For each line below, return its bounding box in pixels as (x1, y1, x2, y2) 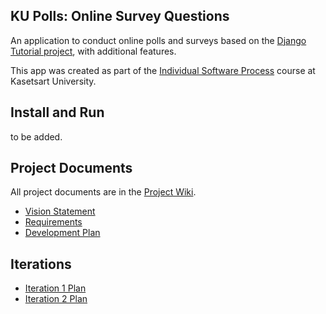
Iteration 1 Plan (24, 282, 87, 294)
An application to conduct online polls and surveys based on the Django (10, 34, 307, 46)
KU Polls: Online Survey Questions (10, 8, 230, 25)
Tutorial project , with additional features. (10, 45, 177, 57)
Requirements (24, 216, 83, 228)
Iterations (10, 255, 72, 273)
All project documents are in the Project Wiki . (10, 186, 197, 198)
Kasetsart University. (10, 75, 97, 87)
